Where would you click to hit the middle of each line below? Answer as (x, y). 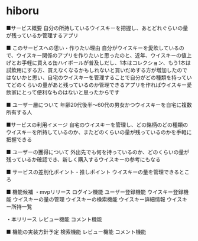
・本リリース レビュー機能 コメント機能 (54, 219)
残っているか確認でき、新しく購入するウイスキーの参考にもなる (83, 159)
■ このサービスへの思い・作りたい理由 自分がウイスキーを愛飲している (92, 48)
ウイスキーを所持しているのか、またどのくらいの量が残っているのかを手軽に (99, 132)
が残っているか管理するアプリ (42, 35)
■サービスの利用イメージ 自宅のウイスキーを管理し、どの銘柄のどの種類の (97, 125)
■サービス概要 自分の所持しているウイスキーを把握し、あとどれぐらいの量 (97, 28)
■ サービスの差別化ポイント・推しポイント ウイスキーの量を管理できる (92, 172)
